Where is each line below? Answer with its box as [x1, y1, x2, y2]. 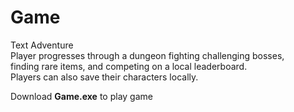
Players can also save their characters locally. [10, 71, 199, 83]
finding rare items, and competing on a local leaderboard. [10, 60, 248, 72]
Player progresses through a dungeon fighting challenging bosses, [10, 49, 285, 61]
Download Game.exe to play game [10, 90, 153, 102]
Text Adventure [10, 39, 74, 51]
